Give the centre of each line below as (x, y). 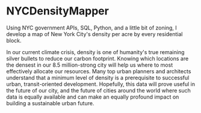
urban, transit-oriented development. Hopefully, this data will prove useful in (101, 84)
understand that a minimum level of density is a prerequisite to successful (98, 78)
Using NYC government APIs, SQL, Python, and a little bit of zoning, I (92, 28)
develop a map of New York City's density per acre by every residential (94, 34)
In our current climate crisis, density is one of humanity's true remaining (95, 52)
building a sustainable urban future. (50, 103)
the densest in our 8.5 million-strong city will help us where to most (90, 65)
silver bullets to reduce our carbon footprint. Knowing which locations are (97, 58)
